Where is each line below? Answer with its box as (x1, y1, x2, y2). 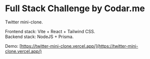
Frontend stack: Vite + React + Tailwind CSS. (5, 28, 95, 34)
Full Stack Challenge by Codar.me (5, 3, 145, 14)
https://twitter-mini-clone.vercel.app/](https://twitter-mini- (21, 43, 138, 49)
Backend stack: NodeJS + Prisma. (5, 34, 74, 39)
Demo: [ (5, 43, 21, 49)
